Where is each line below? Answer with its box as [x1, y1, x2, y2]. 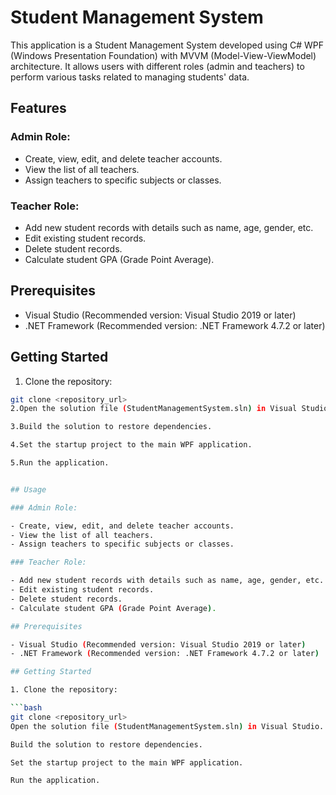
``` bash [10, 703, 43, 713]
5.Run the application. [10, 458, 110, 468]
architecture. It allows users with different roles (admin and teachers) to [10, 60, 305, 72]
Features [10, 100, 67, 117]
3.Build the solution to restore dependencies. [10, 422, 213, 432]
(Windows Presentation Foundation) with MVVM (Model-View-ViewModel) [10, 49, 317, 61]
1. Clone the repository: [10, 685, 118, 695]
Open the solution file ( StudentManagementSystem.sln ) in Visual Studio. [10, 721, 325, 731]
